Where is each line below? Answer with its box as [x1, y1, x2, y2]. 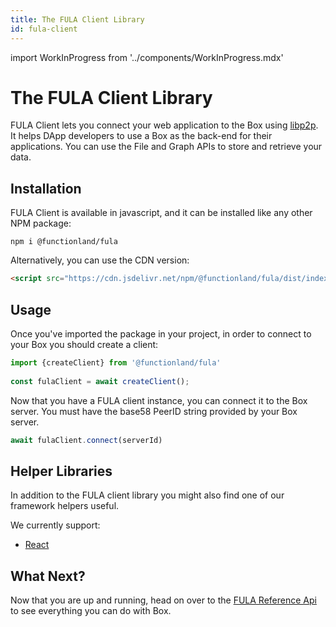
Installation [10, 180, 82, 197]
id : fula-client [10, 24, 78, 34]
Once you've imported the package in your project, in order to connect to [10, 327, 312, 340]
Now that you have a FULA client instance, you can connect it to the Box [10, 394, 308, 406]
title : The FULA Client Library [10, 14, 145, 25]
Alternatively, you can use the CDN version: [10, 254, 190, 266]
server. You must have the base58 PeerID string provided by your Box [10, 405, 298, 417]
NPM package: [10, 217, 72, 230]
